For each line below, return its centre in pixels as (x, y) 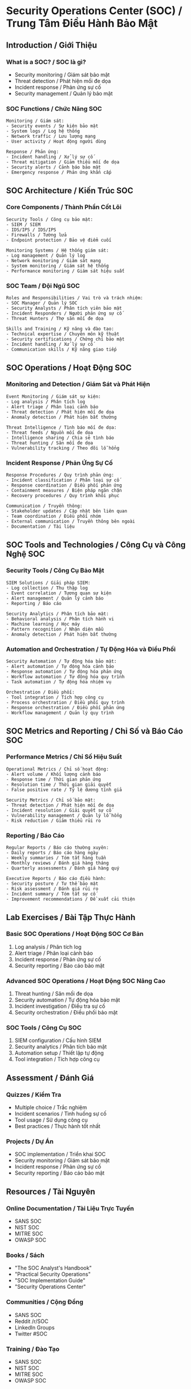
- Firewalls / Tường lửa (36, 235)
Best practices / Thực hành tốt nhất (58, 1126)
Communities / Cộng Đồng (45, 1302)
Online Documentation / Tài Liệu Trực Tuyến (70, 1208)
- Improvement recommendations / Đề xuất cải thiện (71, 899)
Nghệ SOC (26, 554)
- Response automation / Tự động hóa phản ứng (64, 672)
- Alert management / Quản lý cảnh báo (55, 598)
